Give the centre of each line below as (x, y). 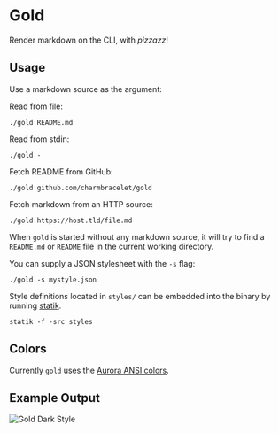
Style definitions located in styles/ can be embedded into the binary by (140, 296)
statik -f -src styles (51, 321)
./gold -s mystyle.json (53, 280)
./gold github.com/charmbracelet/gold (81, 188)
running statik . (35, 305)
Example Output (54, 398)
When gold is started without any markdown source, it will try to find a (137, 236)
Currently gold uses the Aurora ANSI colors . (89, 370)
